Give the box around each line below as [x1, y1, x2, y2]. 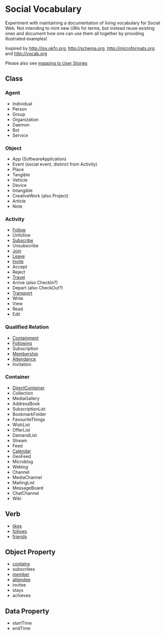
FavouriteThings [12, 416, 45, 422]
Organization [12, 116, 39, 122]
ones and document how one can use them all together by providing [5, 30, 144, 36]
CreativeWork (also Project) [12, 192, 69, 199]
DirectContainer [12, 385, 45, 391]
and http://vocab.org [5, 51, 47, 57]
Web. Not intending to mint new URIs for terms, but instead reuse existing [5, 25, 155, 31]
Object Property [5, 548, 56, 556]
